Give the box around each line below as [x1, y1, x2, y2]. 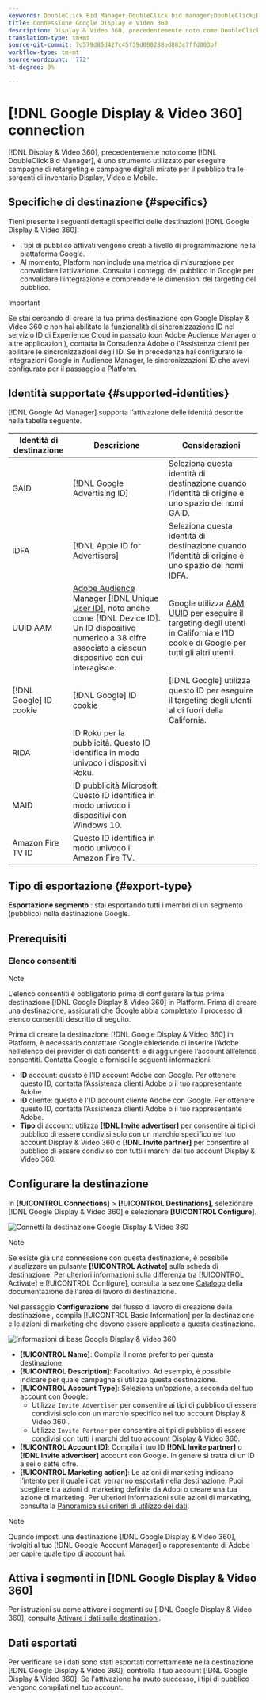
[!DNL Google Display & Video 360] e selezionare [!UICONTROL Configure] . [8, 1206, 257, 1217]
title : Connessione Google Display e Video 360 [8, 19, 169, 27]
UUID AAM [12, 623, 53, 634]
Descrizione [93, 440, 140, 451]
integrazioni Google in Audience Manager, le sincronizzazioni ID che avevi [8, 355, 249, 365]
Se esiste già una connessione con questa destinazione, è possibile [8, 1253, 229, 1263]
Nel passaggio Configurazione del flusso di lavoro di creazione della [8, 1301, 233, 1312]
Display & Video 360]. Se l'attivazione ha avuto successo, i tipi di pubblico [8, 1674, 250, 1684]
